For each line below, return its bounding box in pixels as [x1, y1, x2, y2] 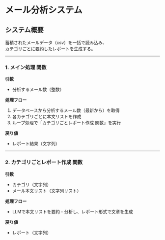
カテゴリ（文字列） [12, 181, 52, 187]
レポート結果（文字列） [12, 141, 60, 147]
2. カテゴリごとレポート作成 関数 [5, 159, 83, 166]
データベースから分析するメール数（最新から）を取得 [12, 107, 120, 113]
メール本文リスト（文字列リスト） [12, 188, 82, 194]
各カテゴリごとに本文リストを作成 [12, 114, 82, 120]
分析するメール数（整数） [12, 87, 64, 93]
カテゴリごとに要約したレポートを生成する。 [5, 46, 96, 52]
